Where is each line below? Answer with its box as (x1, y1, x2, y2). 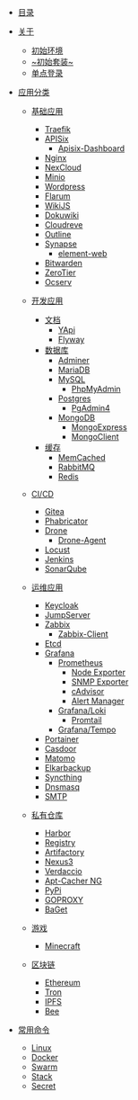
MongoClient (71, 432, 119, 442)
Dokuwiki (44, 210, 79, 220)
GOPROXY (44, 895, 83, 905)
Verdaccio (44, 866, 82, 876)
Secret (30, 1081, 56, 1091)
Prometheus (57, 657, 103, 667)
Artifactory (44, 847, 85, 857)
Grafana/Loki (57, 705, 107, 716)
